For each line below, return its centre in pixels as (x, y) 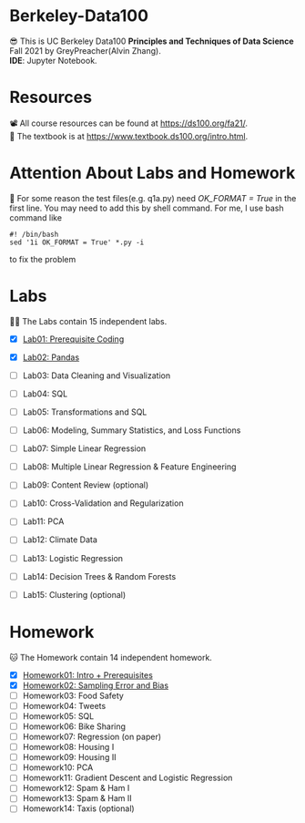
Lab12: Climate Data (60, 540)
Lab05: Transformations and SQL (85, 412)
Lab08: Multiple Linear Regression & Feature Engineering (129, 467)
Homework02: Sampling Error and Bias (96, 685)
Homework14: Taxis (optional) (78, 808)
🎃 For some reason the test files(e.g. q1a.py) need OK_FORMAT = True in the (153, 198)
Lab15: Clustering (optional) (74, 594)
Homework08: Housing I (68, 747)
